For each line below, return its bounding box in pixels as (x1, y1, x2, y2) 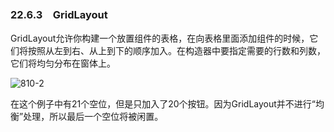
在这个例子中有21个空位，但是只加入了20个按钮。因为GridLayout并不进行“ (10, 98, 317, 110)
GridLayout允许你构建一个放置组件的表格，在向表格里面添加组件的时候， (10, 32, 310, 45)
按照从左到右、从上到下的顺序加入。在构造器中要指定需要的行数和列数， (27, 45, 326, 57)
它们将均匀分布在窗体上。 (10, 57, 116, 70)
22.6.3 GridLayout (10, 7, 108, 21)
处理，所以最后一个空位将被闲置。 (23, 111, 164, 123)
